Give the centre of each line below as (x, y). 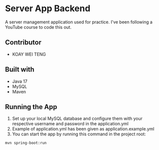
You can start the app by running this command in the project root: (79, 134)
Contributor (23, 43)
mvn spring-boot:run (26, 143)
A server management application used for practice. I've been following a (79, 22)
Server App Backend (48, 9)
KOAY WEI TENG (29, 54)
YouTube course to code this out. (38, 27)
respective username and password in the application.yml (70, 124)
